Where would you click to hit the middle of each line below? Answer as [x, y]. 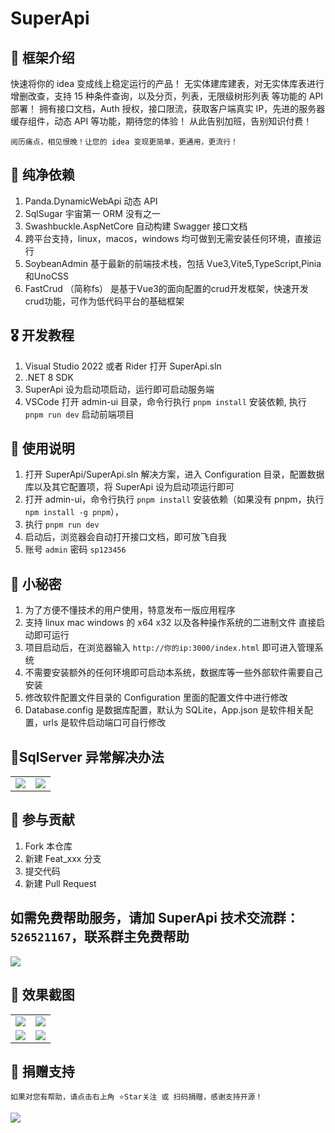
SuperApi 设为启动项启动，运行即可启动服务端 [119, 389]
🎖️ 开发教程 [42, 335]
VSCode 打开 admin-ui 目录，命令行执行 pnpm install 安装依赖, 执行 [165, 401]
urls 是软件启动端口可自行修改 [104, 723]
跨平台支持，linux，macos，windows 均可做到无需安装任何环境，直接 [168, 238]
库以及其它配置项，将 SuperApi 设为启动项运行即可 [129, 487]
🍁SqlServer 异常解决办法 [87, 757]
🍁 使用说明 [42, 448]
